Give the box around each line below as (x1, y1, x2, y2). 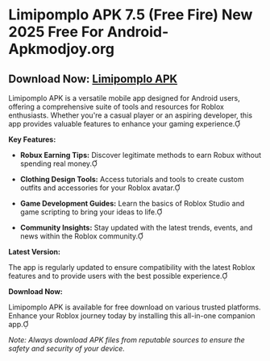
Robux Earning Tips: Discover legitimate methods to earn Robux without (19, 151, 262, 160)
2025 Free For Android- (8, 23, 169, 41)
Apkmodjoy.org (8, 40, 115, 58)
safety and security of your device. (8, 344, 125, 353)
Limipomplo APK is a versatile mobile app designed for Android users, (8, 93, 240, 102)
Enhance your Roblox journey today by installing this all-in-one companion (8, 311, 255, 320)
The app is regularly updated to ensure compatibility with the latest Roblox (8, 263, 255, 272)
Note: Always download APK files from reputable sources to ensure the (8, 335, 246, 344)
